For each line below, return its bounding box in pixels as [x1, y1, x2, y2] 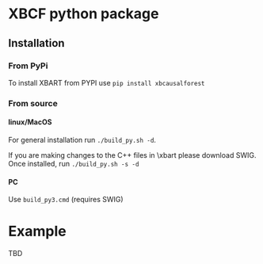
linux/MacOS [8, 117, 52, 127]
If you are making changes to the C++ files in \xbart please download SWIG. [8, 151, 257, 159]
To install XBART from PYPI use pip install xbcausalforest [8, 78, 205, 87]
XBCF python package [8, 5, 159, 23]
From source [8, 98, 58, 109]
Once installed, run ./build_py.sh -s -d [8, 159, 139, 168]
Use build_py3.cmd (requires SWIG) [8, 195, 124, 205]
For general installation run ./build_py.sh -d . [8, 136, 157, 144]
